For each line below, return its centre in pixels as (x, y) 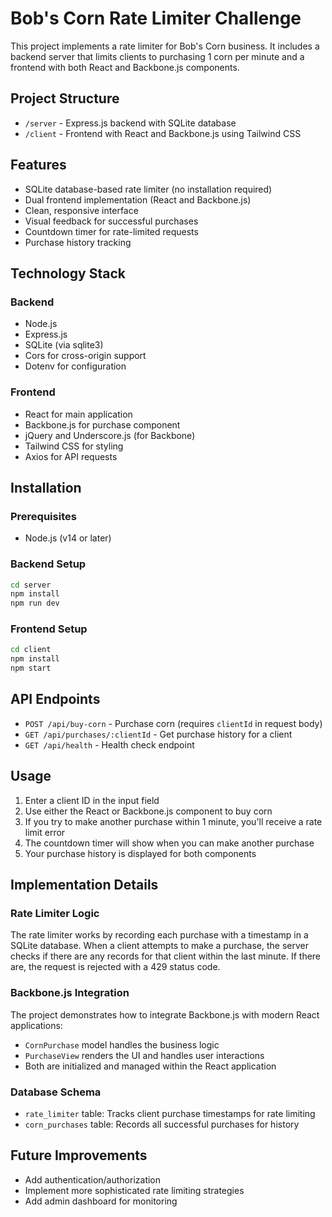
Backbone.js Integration (70, 993)
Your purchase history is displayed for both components (140, 853)
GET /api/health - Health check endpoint (109, 744)
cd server (31, 585)
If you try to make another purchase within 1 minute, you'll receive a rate (173, 821)
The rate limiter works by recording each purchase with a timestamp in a (159, 935)
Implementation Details (84, 885)
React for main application (78, 414)
